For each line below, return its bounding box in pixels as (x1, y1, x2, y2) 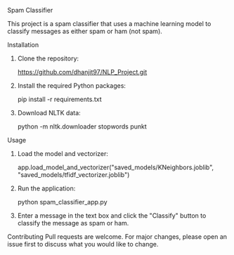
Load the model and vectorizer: (17, 150, 109, 157)
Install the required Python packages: (17, 81, 126, 90)
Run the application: (17, 184, 76, 192)
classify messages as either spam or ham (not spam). (7, 27, 163, 35)
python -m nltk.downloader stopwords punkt (17, 122, 148, 131)
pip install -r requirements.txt (17, 95, 102, 103)
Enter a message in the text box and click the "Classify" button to (17, 211, 207, 220)
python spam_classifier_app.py (17, 198, 108, 206)
